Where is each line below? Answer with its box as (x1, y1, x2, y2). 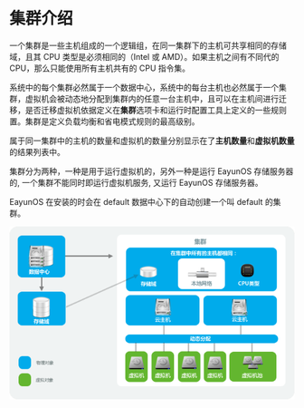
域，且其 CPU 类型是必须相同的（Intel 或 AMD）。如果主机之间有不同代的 (9, 51, 280, 62)
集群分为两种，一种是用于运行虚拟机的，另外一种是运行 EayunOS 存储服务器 (9, 165, 294, 177)
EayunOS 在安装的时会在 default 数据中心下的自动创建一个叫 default (9, 196, 263, 207)
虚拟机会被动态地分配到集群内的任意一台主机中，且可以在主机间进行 (24, 92, 279, 104)
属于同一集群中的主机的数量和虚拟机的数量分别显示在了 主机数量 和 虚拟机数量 (9, 135, 295, 146)
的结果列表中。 (9, 146, 65, 157)
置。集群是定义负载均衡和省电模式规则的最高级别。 (9, 115, 200, 127)
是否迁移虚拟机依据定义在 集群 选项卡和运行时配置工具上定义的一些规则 (24, 104, 287, 115)
